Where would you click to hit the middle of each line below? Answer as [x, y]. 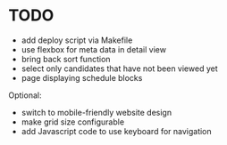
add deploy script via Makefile [77, 40]
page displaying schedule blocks [82, 77]
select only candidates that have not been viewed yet [119, 68]
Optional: [25, 95]
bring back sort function [66, 59]
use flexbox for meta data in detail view [94, 49]
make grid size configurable [73, 122]
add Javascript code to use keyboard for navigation [116, 131]
